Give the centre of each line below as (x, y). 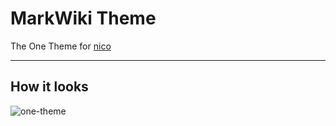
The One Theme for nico (61, 46)
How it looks (49, 87)
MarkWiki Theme (83, 18)
